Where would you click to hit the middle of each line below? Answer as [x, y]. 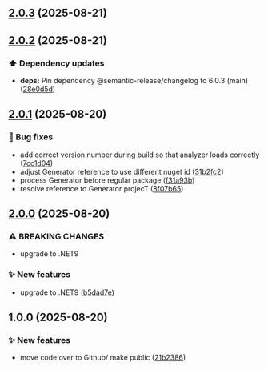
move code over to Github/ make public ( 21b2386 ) [103, 358]
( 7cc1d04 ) [36, 163]
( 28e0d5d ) [38, 89]
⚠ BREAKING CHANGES [56, 237]
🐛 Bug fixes [31, 137]
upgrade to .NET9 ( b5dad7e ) [67, 292]
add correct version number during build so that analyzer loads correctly [140, 155]
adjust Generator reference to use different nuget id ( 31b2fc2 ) [122, 171]
